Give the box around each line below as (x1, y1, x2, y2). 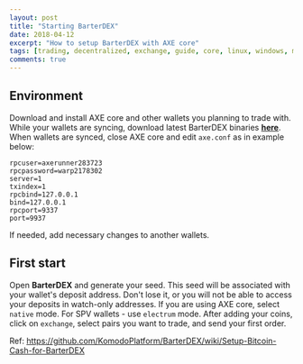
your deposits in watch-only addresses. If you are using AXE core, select (9, 298, 280, 309)
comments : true (9, 55, 67, 64)
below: (9, 141, 34, 151)
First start (9, 256, 66, 271)
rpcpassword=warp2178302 (9, 166, 103, 176)
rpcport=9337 (9, 205, 59, 214)
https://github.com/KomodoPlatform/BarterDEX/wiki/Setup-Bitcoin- (26, 335, 277, 346)
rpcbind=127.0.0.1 (9, 190, 78, 199)
